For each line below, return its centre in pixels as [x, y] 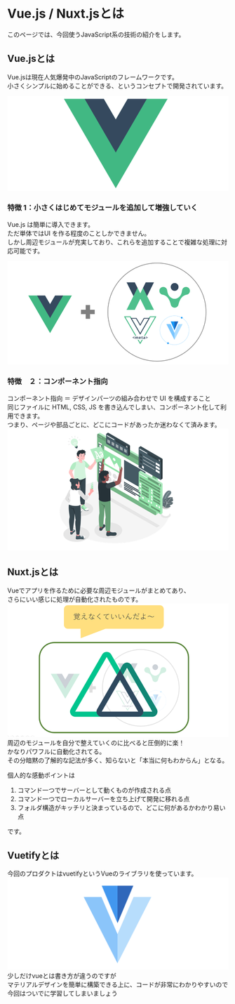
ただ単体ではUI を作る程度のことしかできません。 [79, 233]
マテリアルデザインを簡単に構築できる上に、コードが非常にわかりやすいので [118, 984]
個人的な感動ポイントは [41, 775]
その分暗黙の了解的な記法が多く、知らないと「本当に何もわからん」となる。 [118, 760]
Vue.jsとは [31, 59]
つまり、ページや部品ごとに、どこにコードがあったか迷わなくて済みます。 [114, 424]
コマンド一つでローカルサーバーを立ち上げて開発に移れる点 [103, 799]
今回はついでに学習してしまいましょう [62, 993]
